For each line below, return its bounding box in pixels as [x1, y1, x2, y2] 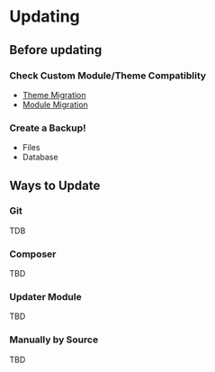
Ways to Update [9, 177, 101, 193]
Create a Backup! [9, 122, 87, 134]
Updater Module [9, 291, 83, 304]
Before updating [9, 42, 103, 58]
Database [22, 151, 58, 163]
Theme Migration [22, 89, 87, 100]
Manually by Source [9, 333, 99, 346]
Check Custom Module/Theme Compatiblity [9, 69, 207, 82]
